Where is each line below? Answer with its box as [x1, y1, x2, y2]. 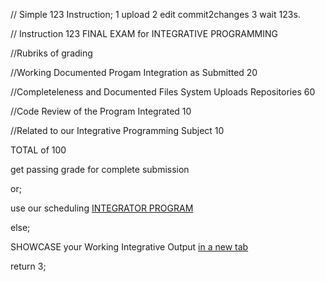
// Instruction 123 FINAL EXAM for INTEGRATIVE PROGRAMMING [10, 28, 278, 39]
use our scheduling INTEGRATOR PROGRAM [10, 202, 194, 214]
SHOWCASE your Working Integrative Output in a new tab [10, 241, 249, 253]
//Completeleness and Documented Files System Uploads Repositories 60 [10, 86, 316, 98]
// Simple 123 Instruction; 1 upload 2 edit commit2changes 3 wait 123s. [10, 9, 301, 20]
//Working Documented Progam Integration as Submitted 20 [10, 67, 258, 78]
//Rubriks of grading [10, 47, 93, 59]
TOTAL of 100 [10, 144, 67, 156]
